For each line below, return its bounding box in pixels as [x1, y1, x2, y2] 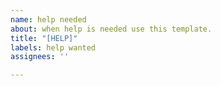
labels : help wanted [10, 42, 97, 53]
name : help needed [10, 14, 87, 25]
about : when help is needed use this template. [10, 24, 213, 34]
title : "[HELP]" [10, 33, 78, 43]
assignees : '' [10, 52, 70, 62]
